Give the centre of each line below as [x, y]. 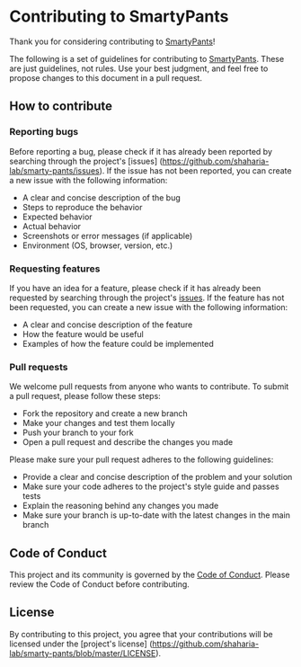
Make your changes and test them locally [98, 423]
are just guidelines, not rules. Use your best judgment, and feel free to [139, 68]
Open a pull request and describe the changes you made [128, 442]
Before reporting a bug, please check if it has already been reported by [141, 151]
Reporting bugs [44, 132]
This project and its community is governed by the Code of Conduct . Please [150, 575]
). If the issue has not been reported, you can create [195, 170]
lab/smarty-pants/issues [55, 170]
